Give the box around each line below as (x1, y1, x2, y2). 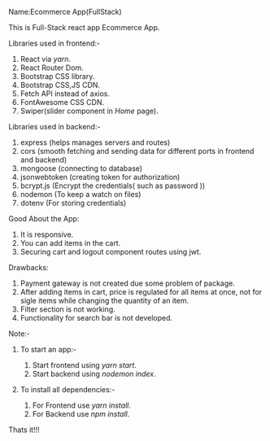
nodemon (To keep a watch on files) (20, 190, 142, 199)
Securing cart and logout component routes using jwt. (20, 247, 202, 256)
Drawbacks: (8, 263, 49, 272)
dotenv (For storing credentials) (20, 199, 127, 207)
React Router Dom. (20, 63, 84, 72)
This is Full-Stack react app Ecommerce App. (8, 23, 160, 32)
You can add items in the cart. (20, 238, 121, 247)
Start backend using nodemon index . (32, 369, 156, 378)
